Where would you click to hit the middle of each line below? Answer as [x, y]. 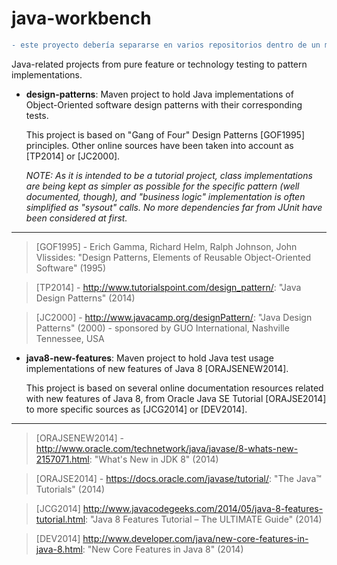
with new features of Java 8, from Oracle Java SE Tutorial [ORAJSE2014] [176, 398]
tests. [37, 115]
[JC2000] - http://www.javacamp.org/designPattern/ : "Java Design [174, 317]
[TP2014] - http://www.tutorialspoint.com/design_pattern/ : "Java [168, 287]
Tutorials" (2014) [70, 489]
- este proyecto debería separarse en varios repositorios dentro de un [166, 45]
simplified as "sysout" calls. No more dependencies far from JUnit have [174, 207]
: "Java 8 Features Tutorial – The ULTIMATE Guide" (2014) [204, 519]
